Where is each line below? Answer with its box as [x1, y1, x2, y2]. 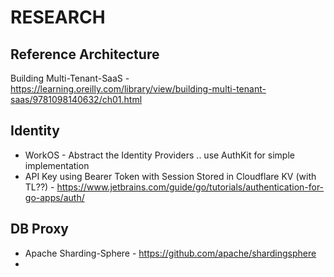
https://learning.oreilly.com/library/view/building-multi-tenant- [10, 83, 267, 95]
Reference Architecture [10, 46, 160, 63]
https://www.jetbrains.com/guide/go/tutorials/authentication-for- [56, 181, 325, 193]
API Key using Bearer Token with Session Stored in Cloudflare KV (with [24, 170, 317, 182]
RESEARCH [10, 6, 106, 29]
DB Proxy [10, 221, 69, 238]
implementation [24, 159, 90, 171]
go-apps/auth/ [24, 191, 85, 203]
